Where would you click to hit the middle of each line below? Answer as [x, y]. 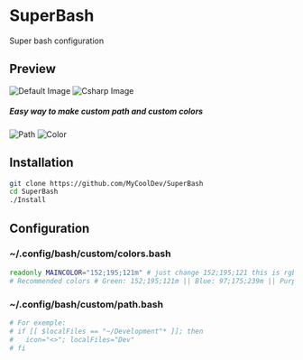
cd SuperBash [34, 192]
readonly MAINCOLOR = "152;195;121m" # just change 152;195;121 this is [145, 272]
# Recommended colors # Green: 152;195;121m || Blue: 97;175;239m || [143, 281]
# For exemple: [38, 323]
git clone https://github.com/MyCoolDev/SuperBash [106, 183]
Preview [33, 69]
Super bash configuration [57, 41]
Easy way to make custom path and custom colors [106, 111]
